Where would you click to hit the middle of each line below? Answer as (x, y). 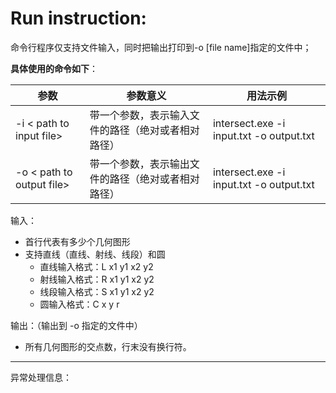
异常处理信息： (41, 377)
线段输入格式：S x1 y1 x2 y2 (97, 291)
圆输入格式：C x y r (79, 304)
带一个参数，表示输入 (139, 115)
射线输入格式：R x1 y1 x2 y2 (97, 279)
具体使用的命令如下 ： (54, 68)
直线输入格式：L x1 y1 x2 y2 (96, 266)
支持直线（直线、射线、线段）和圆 (95, 254)
